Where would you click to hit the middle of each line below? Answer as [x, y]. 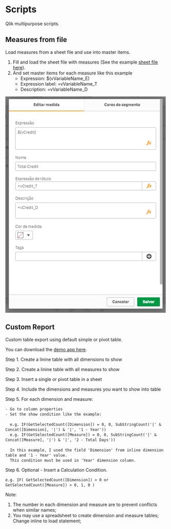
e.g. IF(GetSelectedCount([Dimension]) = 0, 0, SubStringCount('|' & [85, 424]
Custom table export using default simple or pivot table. [64, 339]
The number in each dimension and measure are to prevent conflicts [85, 504]
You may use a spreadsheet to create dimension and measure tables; [86, 515]
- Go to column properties [34, 409]
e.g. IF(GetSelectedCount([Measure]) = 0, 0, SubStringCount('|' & [83, 435]
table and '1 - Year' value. [36, 455]
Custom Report [30, 327]
